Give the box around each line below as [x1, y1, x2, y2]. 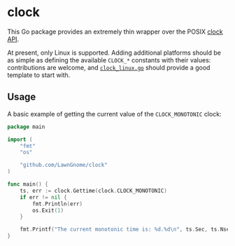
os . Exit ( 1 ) [32, 207, 64, 214]
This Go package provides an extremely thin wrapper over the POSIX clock [7, 27, 223, 36]
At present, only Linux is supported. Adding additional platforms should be [7, 48, 222, 57]
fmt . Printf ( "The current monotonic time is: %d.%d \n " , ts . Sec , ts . [20, 226, 220, 233]
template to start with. [7, 71, 71, 79]
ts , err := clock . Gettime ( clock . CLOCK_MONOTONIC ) [20, 187, 168, 194]
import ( [7, 136, 33, 143]
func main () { [7, 181, 49, 188]
